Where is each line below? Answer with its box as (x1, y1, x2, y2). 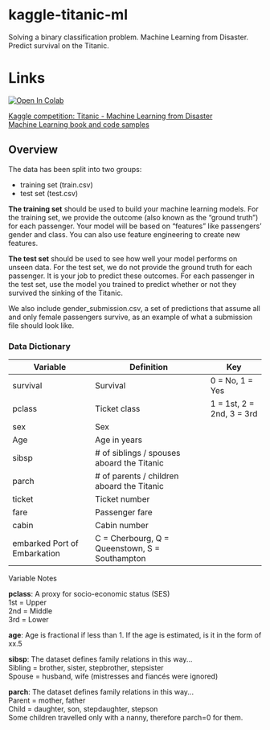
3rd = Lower (8, 614, 50, 624)
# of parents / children (95, 470, 179, 482)
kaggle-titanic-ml (8, 6, 129, 24)
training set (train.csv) (19, 179, 94, 190)
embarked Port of (12, 537, 79, 548)
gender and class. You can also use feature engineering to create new (8, 229, 241, 239)
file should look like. (8, 320, 75, 330)
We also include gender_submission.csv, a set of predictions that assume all (8, 303, 261, 313)
